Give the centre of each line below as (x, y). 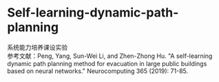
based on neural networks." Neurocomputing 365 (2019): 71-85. (98, 71)
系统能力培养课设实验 (37, 47)
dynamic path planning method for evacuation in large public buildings (107, 63)
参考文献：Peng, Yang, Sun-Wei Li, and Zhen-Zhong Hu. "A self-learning (110, 56)
